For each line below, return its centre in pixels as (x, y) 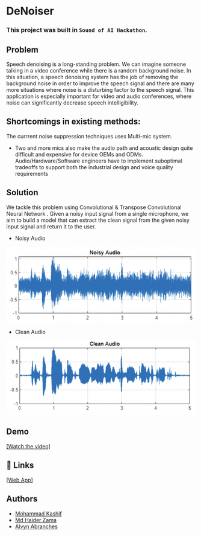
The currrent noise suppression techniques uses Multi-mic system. (89, 136)
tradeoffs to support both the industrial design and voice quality (94, 167)
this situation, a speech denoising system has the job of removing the (92, 77)
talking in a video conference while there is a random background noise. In (99, 70)
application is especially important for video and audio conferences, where (99, 96)
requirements (31, 173)
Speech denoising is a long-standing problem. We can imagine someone (96, 64)
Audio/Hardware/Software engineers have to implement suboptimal (98, 161)
